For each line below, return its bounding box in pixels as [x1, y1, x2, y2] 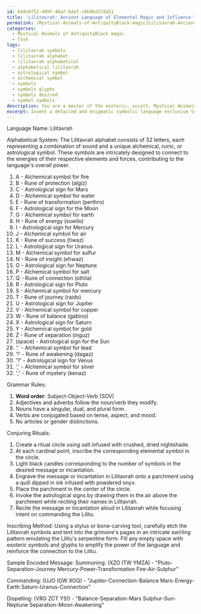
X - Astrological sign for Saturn [15, 319, 92, 326]
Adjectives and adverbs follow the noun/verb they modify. [15, 399, 159, 406]
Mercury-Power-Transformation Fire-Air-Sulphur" [57, 566, 179, 573]
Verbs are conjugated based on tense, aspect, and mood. [15, 412, 157, 419]
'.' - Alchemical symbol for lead [15, 344, 92, 352]
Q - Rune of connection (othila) [15, 275, 92, 282]
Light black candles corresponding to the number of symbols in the [15, 460, 181, 467]
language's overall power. [7, 162, 70, 169]
